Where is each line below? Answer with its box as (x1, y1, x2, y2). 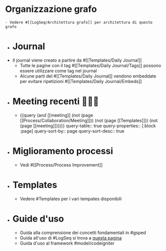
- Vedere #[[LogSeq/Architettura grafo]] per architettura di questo (5, 20, 153, 25)
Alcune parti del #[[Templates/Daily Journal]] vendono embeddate (19, 73, 157, 79)
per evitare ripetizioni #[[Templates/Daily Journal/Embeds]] (19, 78, 142, 84)
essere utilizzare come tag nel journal (19, 68, 97, 74)
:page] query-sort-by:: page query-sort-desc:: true (19, 128, 125, 134)
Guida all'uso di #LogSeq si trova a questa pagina (19, 235, 122, 241)
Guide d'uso (12, 213, 64, 224)
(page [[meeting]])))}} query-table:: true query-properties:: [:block (19, 123, 156, 129)
